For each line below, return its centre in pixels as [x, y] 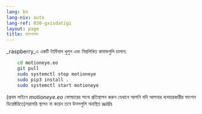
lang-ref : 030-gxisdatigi [39, 23]
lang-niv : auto [25, 17]
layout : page [23, 29]
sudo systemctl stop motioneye [57, 74]
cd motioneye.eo [38, 63]
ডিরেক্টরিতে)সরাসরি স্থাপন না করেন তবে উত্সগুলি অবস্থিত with [59, 104]
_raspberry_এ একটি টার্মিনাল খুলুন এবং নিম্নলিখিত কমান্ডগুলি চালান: [67, 51]
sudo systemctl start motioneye [58, 85]
